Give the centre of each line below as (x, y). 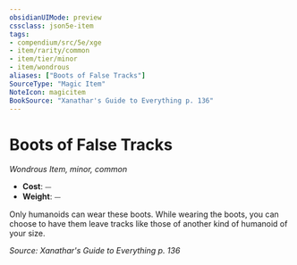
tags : (19, 34)
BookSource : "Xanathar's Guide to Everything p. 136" (112, 100)
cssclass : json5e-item (51, 26)
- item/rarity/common (50, 51)
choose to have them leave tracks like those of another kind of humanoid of (148, 224)
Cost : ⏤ (37, 186)
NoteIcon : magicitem (48, 92)
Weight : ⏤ (41, 196)
